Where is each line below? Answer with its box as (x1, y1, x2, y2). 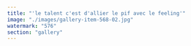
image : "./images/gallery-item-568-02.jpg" (7, 16, 134, 23)
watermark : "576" (7, 22, 57, 29)
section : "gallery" (7, 28, 63, 36)
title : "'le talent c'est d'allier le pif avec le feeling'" (7, 9, 186, 17)
